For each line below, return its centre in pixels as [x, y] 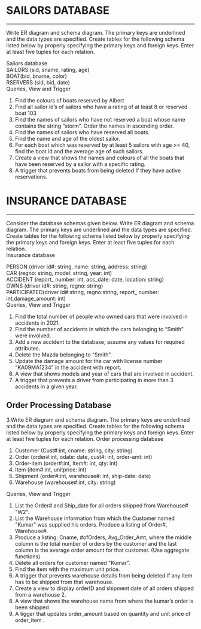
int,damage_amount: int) [36, 298]
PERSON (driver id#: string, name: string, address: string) [77, 267]
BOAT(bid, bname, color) [37, 76]
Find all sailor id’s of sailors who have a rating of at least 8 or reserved [101, 107]
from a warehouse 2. [40, 594]
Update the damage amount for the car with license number [89, 361]
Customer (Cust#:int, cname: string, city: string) [74, 450]
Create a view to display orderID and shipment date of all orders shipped [104, 588]
